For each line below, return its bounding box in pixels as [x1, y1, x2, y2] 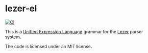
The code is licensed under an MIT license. [5, 43, 92, 49]
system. [5, 34, 21, 40]
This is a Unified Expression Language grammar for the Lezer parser [5, 28, 144, 34]
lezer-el [5, 3, 37, 14]
